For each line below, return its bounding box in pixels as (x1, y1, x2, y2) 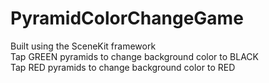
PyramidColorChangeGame (10, 7, 244, 30)
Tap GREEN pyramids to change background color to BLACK (10, 50, 259, 62)
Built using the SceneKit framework (10, 40, 157, 52)
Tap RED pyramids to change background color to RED (10, 61, 236, 73)
